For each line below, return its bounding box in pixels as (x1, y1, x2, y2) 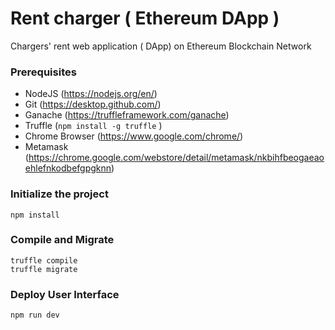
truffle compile (10, 255, 78, 266)
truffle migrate (10, 264, 78, 274)
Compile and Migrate (10, 233, 115, 247)
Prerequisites (10, 65, 77, 79)
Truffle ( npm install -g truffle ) (24, 120, 163, 132)
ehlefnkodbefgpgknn (24, 162, 112, 174)
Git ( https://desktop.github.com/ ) (24, 98, 162, 111)
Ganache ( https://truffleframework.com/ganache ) (24, 109, 230, 121)
